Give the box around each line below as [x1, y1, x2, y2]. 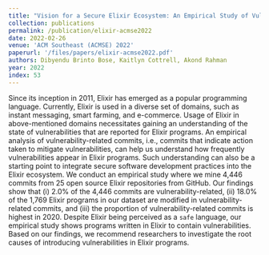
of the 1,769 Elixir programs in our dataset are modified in [8, 195, 198, 205]
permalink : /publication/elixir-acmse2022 [8, 26, 152, 34]
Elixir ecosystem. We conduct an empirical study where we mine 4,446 [8, 169, 243, 179]
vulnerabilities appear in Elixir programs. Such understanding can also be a [8, 153, 255, 162]
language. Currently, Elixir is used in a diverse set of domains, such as [8, 102, 239, 111]
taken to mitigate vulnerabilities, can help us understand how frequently [8, 144, 245, 153]
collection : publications [8, 19, 94, 27]
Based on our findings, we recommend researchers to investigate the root [8, 229, 252, 238]
